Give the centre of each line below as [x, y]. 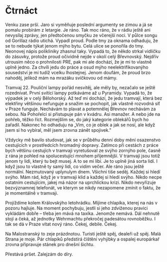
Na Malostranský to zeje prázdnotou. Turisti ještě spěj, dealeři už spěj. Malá [83, 233]
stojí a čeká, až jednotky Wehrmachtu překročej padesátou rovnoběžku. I [80, 218]
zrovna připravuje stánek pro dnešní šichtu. [50, 244]
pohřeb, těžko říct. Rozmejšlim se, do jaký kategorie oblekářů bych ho [77, 119]
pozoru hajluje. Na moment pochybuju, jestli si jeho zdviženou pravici [76, 208]
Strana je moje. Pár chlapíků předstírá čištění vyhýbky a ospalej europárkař [82, 239]
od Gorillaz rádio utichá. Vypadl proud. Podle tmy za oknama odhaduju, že [82, 41]
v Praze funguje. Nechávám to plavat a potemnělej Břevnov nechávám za [80, 109]
